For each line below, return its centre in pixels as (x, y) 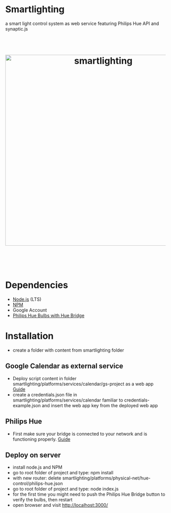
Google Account (30, 310)
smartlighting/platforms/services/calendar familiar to (68, 400)
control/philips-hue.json (38, 483)
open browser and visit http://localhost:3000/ (60, 505)
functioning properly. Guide (41, 439)
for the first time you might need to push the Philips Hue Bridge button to (89, 494)
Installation (30, 336)
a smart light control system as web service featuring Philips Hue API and (82, 23)
